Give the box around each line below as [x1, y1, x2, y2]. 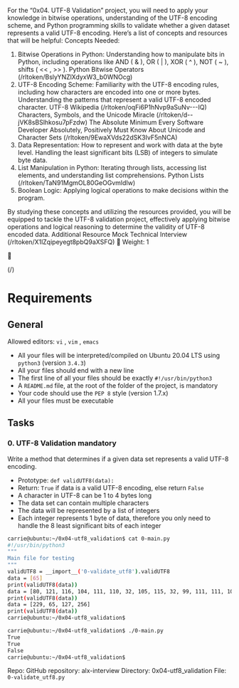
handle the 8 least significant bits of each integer [17, 521, 161, 529]
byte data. [17, 156, 48, 164]
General [7, 318, 44, 330]
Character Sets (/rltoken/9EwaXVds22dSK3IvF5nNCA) [17, 133, 178, 142]
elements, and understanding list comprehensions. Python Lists [17, 171, 204, 179]
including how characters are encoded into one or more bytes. [17, 88, 201, 96]
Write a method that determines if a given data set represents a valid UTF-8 [7, 455, 229, 463]
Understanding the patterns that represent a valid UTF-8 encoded [17, 95, 211, 104]
